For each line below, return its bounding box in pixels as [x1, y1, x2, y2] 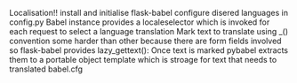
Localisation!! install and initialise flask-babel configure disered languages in [9, 8, 289, 18]
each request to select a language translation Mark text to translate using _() [9, 26, 289, 36]
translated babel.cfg [9, 64, 83, 74]
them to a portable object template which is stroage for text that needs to [9, 55, 277, 64]
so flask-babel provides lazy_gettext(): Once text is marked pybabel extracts [9, 45, 289, 56]
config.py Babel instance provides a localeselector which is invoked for [9, 17, 270, 27]
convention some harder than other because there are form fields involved [9, 35, 282, 46]
